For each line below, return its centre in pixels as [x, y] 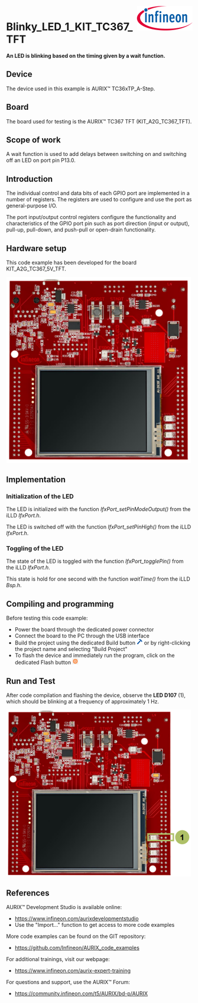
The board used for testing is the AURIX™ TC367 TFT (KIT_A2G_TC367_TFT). [99, 121]
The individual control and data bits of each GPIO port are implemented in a [98, 193]
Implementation [36, 479]
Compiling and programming [60, 604]
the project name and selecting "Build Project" [71, 649]
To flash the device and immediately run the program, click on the [95, 656]
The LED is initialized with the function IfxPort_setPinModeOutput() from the [98, 509]
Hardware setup [36, 248]
